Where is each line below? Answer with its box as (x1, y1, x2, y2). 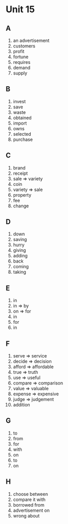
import (13, 120, 27, 126)
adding (13, 253, 28, 259)
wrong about (13, 512, 40, 519)
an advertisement (13, 37, 50, 43)
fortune (13, 54, 29, 60)
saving (13, 236, 27, 243)
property (13, 192, 32, 198)
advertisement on (13, 507, 50, 513)
